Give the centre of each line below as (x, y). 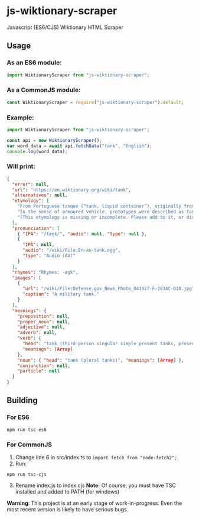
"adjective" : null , (41, 327)
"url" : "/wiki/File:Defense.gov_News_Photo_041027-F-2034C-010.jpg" (108, 289)
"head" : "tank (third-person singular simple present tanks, (99, 344)
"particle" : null (39, 371)
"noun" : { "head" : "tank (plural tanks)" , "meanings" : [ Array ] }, (101, 360)
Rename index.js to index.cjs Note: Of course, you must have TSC (96, 485)
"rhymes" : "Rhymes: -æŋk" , (45, 272)
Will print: (21, 167)
